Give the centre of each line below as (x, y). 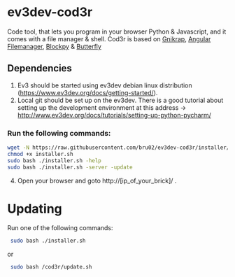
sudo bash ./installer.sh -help (54, 161)
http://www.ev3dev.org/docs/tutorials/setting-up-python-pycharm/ (114, 115)
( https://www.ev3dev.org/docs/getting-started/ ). (87, 92)
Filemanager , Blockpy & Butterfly (54, 46)
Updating (35, 209)
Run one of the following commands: (60, 228)
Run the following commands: (59, 133)
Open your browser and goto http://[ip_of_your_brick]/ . (97, 180)
